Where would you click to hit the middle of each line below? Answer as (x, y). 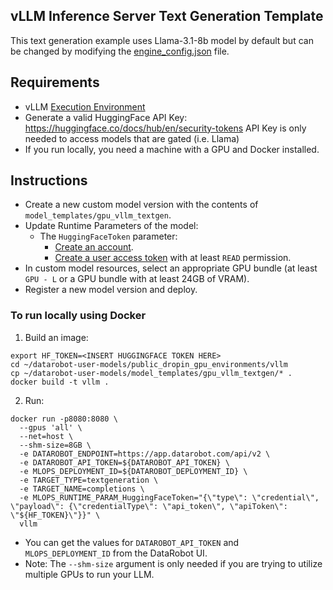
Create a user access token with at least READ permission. (173, 258)
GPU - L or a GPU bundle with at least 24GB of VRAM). (137, 279)
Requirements (55, 82)
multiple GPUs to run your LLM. (89, 574)
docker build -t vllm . (60, 382)
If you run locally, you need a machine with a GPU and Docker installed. (172, 149)
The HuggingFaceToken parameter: (108, 236)
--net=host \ (46, 436)
